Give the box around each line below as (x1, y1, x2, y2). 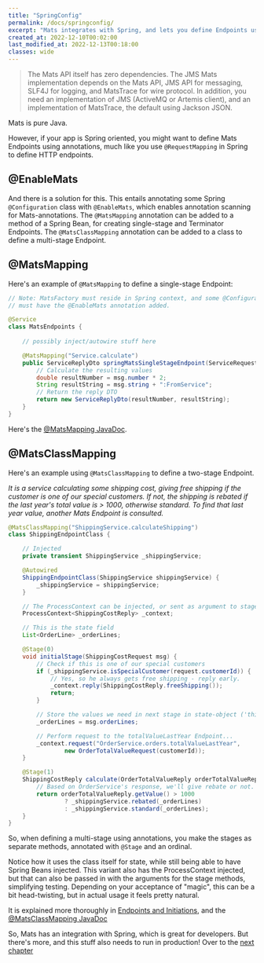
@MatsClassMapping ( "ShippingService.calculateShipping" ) (8, 523, 199, 531)
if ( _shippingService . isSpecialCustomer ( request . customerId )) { (36, 667, 251, 676)
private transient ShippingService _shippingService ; (22, 552, 202, 560)
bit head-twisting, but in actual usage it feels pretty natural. (8, 891, 200, 900)
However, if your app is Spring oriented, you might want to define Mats (8, 134, 237, 142)
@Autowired (22, 566, 58, 574)
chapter (8, 946, 34, 955)
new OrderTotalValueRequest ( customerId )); (64, 747, 206, 755)
